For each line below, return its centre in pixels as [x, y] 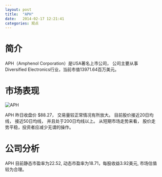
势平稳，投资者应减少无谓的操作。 [39, 127]
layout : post [18, 10]
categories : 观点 [22, 23]
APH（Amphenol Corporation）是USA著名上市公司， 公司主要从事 [71, 64]
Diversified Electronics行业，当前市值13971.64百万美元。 [62, 69]
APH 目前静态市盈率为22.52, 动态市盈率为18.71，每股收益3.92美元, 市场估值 [81, 163]
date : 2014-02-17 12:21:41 [35, 19]
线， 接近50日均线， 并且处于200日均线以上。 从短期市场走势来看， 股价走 [81, 121]
